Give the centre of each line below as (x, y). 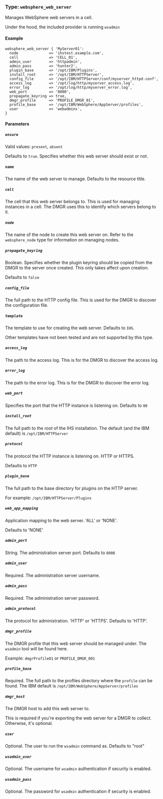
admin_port (16, 541)
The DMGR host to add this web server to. (47, 709)
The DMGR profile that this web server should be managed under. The (76, 643)
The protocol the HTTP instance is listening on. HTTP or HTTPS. (70, 456)
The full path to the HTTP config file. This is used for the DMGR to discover (81, 300)
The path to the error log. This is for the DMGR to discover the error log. (78, 383)
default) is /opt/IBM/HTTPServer (37, 433)
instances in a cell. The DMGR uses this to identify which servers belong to (81, 207)
